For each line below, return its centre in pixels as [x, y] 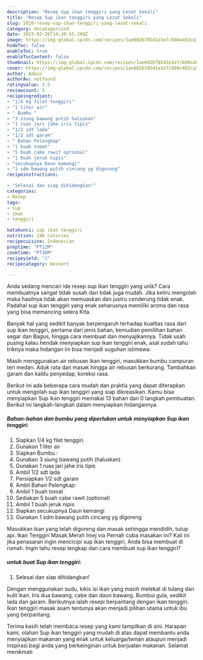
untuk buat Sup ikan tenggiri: [44, 562]
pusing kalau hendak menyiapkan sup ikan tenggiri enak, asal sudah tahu [98, 343]
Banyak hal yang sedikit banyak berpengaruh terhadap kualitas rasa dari [96, 324]
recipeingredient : [30, 96]
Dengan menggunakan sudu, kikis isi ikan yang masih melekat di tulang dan [101, 589]
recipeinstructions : [33, 175]
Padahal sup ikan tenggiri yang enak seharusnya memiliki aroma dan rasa [98, 306]
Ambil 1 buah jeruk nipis [45, 504]
